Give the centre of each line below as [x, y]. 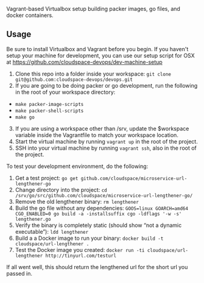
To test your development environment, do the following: [77, 166]
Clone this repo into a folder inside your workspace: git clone [93, 74]
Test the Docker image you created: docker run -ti [80, 250]
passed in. [19, 273]
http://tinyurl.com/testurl [81, 256]
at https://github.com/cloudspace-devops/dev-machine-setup [84, 62]
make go [25, 117]
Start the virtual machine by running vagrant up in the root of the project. [106, 141]
